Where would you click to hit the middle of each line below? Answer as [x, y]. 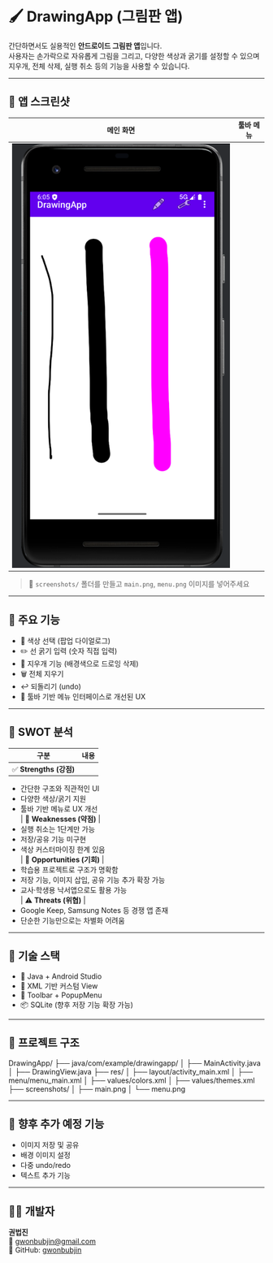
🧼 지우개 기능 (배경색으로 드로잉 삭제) [80, 664]
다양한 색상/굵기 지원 [53, 799]
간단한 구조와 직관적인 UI [60, 789]
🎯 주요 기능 [35, 619]
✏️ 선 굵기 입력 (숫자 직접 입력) [69, 651]
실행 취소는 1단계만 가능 [58, 829]
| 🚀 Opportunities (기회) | [62, 860]
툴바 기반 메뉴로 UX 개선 [59, 809]
